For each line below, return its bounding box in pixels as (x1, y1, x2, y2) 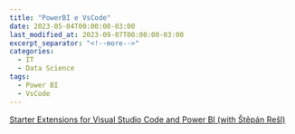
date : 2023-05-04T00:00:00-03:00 (9, 22, 136, 31)
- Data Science (17, 64, 75, 73)
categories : (9, 47, 54, 56)
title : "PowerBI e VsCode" (9, 13, 111, 23)
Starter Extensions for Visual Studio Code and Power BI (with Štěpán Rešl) (9, 114, 286, 125)
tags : (9, 72, 30, 81)
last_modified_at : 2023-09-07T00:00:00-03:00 (9, 30, 184, 39)
